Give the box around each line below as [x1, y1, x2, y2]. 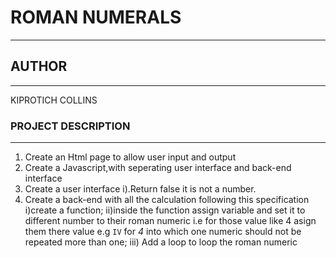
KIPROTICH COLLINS [10, 94, 98, 106]
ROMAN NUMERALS [10, 6, 182, 29]
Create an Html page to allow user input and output [24, 151, 237, 163]
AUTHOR [10, 58, 68, 75]
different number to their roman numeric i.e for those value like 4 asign [24, 215, 317, 227]
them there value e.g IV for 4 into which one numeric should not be [24, 226, 302, 238]
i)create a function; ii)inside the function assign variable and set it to [24, 204, 306, 216]
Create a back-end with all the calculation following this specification [24, 194, 310, 206]
